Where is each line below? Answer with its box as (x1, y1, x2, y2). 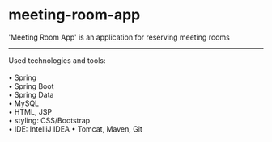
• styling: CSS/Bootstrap (8, 115, 91, 125)
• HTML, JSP (8, 106, 53, 116)
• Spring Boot (8, 81, 54, 90)
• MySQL (8, 98, 39, 108)
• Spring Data (8, 90, 54, 99)
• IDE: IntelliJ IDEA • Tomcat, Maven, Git (8, 123, 143, 134)
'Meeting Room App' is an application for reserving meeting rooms (8, 32, 231, 42)
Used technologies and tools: (8, 55, 106, 65)
